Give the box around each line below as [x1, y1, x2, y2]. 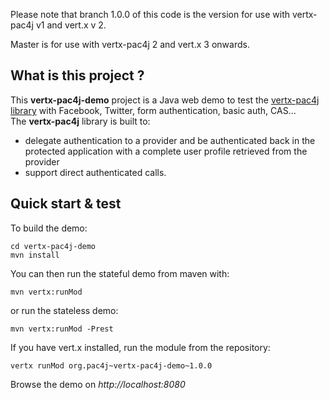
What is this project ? [10, 67, 145, 84]
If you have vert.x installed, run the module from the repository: [10, 341, 271, 353]
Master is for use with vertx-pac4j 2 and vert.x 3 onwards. [10, 39, 250, 50]
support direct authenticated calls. [24, 166, 167, 178]
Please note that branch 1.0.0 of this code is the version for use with [10, 9, 291, 20]
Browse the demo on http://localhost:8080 [10, 378, 186, 390]
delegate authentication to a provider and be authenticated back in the [24, 134, 316, 146]
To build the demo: [10, 222, 88, 234]
